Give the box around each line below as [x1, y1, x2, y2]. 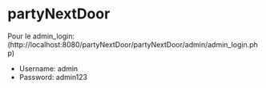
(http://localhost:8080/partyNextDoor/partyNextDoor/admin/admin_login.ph [7, 39, 258, 49]
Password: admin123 [18, 72, 88, 82]
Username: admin [18, 63, 79, 73]
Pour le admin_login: [7, 31, 75, 41]
